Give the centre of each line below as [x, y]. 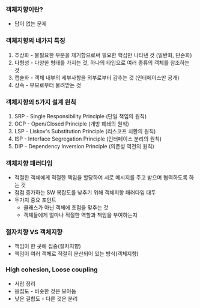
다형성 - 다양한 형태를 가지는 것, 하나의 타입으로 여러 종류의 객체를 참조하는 [102, 62]
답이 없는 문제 [30, 24]
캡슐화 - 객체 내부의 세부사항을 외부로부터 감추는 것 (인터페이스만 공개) [97, 77]
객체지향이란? [24, 9]
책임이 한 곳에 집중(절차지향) [48, 246]
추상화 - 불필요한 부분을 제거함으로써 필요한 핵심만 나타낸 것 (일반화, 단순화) [103, 55]
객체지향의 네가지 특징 [35, 41]
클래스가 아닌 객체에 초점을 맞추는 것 [66, 208]
